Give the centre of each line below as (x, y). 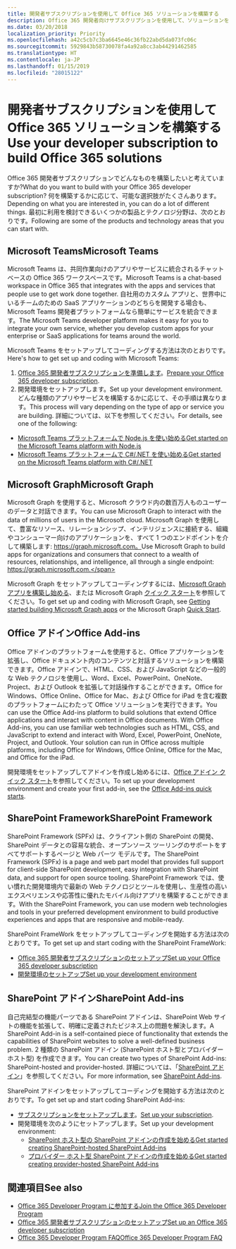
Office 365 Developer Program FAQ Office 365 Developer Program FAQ (120, 1238)
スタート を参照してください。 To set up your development (111, 780)
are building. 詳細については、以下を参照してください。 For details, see (120, 416)
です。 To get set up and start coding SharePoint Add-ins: (102, 1100)
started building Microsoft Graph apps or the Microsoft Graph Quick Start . (114, 610)
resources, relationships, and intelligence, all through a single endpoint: (111, 562)
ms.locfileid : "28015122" (45, 73)
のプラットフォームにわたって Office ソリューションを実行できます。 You (112, 704)
